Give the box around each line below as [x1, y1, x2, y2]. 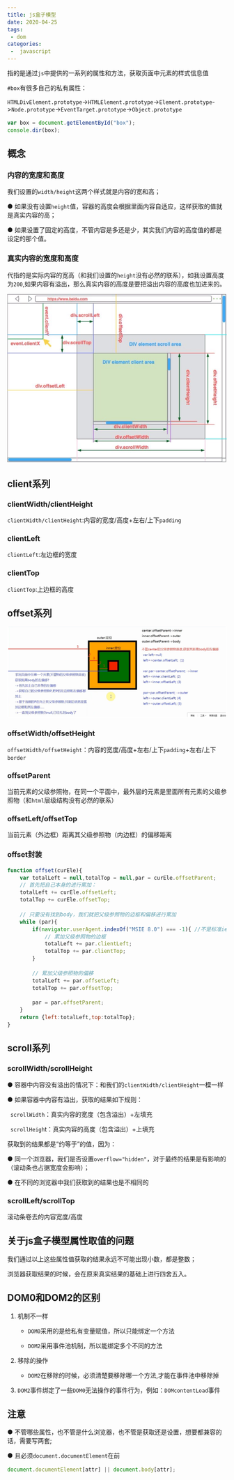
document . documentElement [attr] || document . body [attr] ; [7, 1466, 176, 1474]
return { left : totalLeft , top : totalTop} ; [19, 1014, 136, 1021]
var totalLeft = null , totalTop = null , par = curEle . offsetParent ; [19, 874, 217, 881]
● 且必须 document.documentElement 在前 [7, 1451, 120, 1460]
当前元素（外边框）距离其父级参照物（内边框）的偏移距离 [7, 830, 172, 839]
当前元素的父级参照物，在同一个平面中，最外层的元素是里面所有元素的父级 [7, 788, 221, 796]
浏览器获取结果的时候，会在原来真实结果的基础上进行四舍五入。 [7, 1269, 190, 1278]
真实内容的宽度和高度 [7, 254, 79, 264]
